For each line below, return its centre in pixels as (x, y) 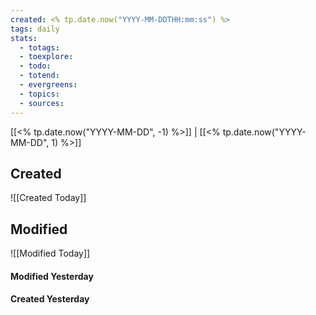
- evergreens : (48, 85)
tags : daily (35, 29)
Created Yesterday (50, 299)
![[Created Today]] (48, 198)
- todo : (35, 66)
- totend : (39, 76)
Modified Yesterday (52, 276)
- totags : (39, 47)
